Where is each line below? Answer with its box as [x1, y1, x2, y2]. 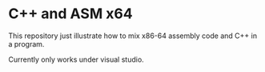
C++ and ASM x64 [8, 5, 134, 23]
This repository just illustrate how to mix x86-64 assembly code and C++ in [8, 31, 258, 40]
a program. [8, 39, 45, 48]
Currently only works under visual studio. [8, 55, 144, 64]
